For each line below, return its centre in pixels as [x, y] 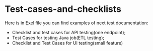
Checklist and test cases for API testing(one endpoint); [69, 32]
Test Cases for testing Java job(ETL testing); [58, 38]
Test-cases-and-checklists [63, 9]
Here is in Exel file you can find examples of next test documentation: [76, 23]
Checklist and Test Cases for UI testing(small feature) [67, 43]
